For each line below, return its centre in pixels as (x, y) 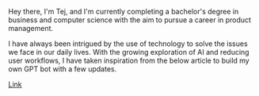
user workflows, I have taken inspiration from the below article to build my (129, 60)
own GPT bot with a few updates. (63, 69)
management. (31, 28)
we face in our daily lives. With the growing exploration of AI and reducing (129, 52)
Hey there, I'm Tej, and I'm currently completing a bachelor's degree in (124, 12)
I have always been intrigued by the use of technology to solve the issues (128, 44)
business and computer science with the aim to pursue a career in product (130, 20)
